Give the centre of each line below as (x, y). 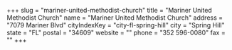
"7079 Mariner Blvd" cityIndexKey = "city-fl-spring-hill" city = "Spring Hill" (116, 25)
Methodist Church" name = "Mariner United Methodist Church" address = (115, 18)
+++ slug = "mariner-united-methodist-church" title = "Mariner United (110, 10)
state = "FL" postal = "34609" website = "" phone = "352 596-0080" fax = (116, 32)
